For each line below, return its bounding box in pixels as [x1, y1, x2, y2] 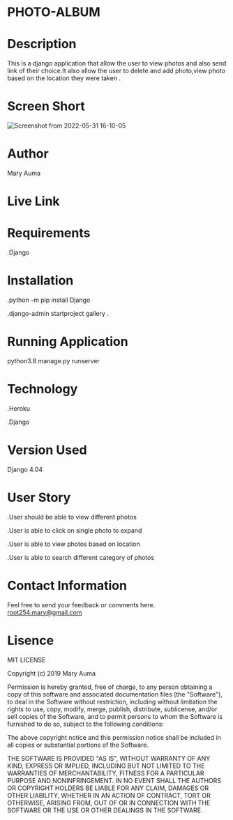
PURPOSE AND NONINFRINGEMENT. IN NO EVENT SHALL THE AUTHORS [7, 776, 222, 784]
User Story [7, 489, 71, 506]
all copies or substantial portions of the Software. [7, 741, 149, 749]
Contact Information [7, 578, 128, 593]
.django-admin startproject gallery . [7, 310, 110, 318]
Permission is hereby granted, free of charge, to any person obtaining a [7, 683, 213, 691]
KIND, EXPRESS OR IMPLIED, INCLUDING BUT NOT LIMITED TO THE [7, 761, 205, 770]
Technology [7, 381, 78, 397]
